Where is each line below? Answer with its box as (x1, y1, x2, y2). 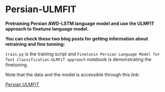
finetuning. (5, 62, 28, 68)
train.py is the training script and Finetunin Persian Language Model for (5, 51, 160, 57)
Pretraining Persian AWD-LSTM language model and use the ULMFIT (5, 20, 155, 26)
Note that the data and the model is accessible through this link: (5, 71, 140, 77)
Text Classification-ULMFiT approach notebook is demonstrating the (5, 56, 152, 62)
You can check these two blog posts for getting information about (5, 36, 149, 42)
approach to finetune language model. (5, 25, 89, 32)
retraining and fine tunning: (5, 41, 65, 47)
